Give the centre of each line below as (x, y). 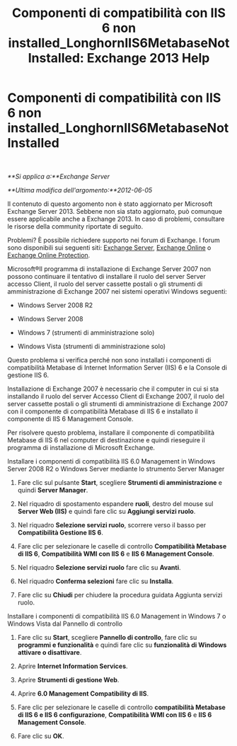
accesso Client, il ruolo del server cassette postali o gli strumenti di (105, 284)
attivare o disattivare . (50, 652)
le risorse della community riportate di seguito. (75, 226)
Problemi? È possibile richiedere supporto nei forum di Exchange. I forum (114, 240)
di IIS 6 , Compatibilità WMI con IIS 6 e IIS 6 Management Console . (116, 553)
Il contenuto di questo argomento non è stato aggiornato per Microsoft (110, 204)
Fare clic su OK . (41, 736)
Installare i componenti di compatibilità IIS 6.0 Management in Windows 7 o (117, 616)
